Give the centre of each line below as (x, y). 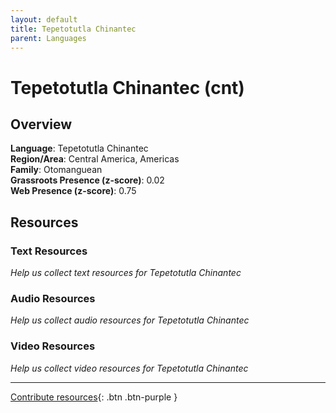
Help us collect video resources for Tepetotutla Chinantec (129, 368)
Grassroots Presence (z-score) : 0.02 (87, 180)
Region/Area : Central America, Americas (95, 159)
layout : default (44, 19)
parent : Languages (48, 38)
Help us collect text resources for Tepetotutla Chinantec (126, 273)
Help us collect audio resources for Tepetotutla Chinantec (130, 320)
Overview (41, 124)
